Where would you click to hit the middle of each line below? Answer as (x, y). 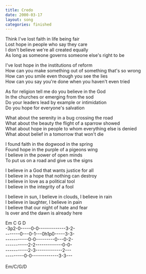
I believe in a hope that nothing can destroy (51, 176)
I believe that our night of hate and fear (47, 208)
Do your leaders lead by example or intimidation (56, 103)
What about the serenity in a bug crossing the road (59, 118)
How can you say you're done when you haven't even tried (68, 82)
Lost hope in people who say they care (47, 45)
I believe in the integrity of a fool (39, 187)
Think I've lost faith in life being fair (42, 39)
